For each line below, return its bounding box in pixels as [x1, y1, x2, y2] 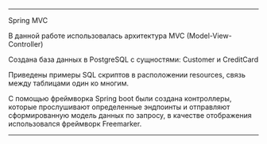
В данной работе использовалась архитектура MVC [8, 31, 185, 40]
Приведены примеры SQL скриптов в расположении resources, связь [8, 70, 246, 79]
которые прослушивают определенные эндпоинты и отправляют [8, 102, 230, 112]
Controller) [8, 40, 44, 48]
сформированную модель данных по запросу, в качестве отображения [8, 111, 252, 119]
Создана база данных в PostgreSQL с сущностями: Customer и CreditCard [8, 55, 259, 64]
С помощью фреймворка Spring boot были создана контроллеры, [8, 94, 232, 103]
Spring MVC [8, 16, 48, 25]
